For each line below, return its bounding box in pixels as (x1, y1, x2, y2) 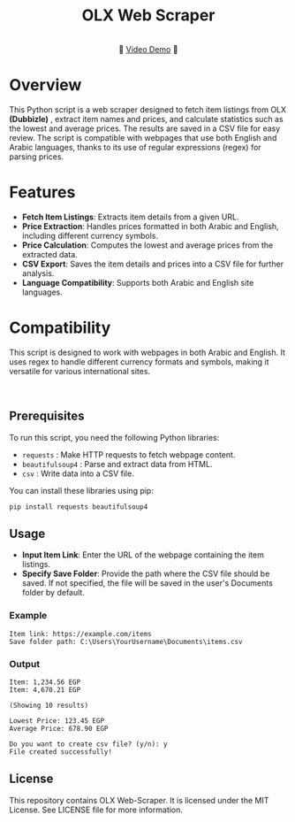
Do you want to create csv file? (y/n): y (9, 740, 168, 749)
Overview (9, 75, 82, 96)
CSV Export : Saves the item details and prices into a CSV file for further (21, 258, 284, 269)
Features (9, 182, 76, 203)
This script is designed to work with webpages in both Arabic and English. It (9, 347, 285, 357)
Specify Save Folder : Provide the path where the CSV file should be (21, 568, 270, 580)
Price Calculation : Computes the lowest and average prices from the (21, 240, 274, 250)
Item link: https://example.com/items (9, 629, 152, 638)
